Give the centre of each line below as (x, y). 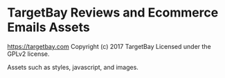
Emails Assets (48, 27)
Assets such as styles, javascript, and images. (73, 67)
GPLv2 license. (28, 54)
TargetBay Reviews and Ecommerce (113, 13)
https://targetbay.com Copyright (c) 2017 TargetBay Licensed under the (109, 46)
